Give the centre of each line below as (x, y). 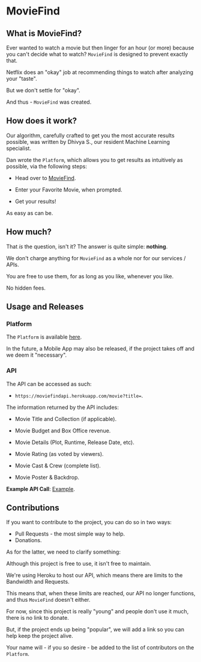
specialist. (19, 148)
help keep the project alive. (40, 636)
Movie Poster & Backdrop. (47, 477)
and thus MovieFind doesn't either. (48, 600)
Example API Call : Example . (40, 489)
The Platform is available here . (44, 337)
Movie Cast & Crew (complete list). (58, 466)
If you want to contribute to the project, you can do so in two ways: (89, 522)
